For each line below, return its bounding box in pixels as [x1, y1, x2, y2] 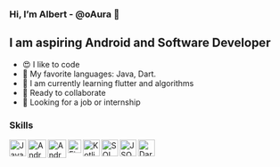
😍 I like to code [21, 59, 80, 69]
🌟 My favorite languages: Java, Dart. [21, 68, 157, 79]
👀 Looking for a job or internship [21, 97, 141, 107]
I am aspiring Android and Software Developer [9, 36, 271, 51]
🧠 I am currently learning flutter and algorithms [21, 77, 194, 88]
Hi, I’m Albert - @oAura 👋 [9, 8, 120, 20]
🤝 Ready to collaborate [21, 87, 106, 98]
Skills [9, 119, 34, 131]
